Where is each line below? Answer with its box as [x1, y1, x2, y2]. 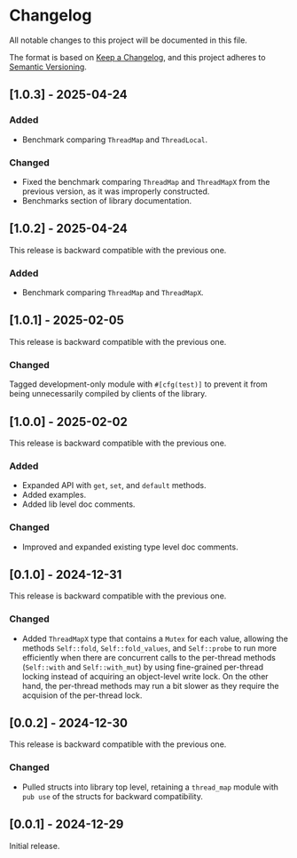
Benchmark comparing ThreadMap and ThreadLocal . [21, 134, 208, 145]
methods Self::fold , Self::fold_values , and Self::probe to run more [21, 642, 277, 654]
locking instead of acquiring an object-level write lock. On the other [21, 670, 269, 681]
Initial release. [9, 840, 60, 851]
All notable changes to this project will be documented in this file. [9, 35, 248, 45]
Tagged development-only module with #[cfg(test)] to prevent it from [9, 379, 268, 389]
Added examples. [21, 490, 87, 501]
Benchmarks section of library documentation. [21, 195, 192, 205]
